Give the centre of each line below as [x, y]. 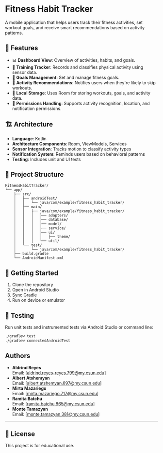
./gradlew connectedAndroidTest [38, 341]
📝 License [20, 434]
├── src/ [23, 194]
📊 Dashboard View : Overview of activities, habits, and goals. [73, 60]
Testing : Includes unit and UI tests [46, 159]
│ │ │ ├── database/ [41, 220]
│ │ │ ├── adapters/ [41, 216]
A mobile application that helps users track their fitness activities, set [74, 22]
